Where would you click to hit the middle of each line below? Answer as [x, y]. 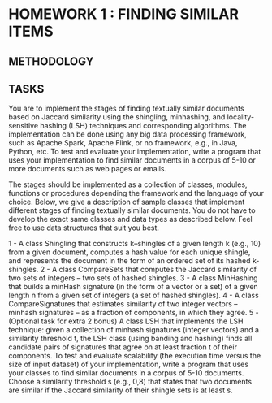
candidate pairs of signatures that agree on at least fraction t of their [123, 347]
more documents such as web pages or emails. [88, 169]
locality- [240, 117]
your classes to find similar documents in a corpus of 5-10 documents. [126, 373]
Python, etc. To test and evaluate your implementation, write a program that [135, 152]
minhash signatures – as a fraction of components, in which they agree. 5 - [134, 313]
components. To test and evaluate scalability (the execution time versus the [135, 356]
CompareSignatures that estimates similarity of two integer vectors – [123, 304]
